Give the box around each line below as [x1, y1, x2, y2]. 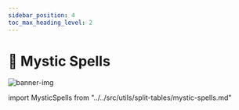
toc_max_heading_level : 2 [8, 19, 92, 27]
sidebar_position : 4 [8, 11, 76, 20]
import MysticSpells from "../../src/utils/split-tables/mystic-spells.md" [8, 93, 232, 102]
